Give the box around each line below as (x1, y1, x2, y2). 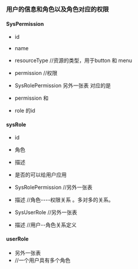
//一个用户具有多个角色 (14, 257, 71, 264)
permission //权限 (14, 70, 58, 77)
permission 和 (14, 94, 49, 101)
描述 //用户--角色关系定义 (14, 221, 77, 228)
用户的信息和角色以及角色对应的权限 (6, 5, 109, 13)
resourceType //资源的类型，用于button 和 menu (14, 57, 133, 64)
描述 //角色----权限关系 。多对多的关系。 (14, 196, 114, 204)
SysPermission (6, 20, 44, 27)
